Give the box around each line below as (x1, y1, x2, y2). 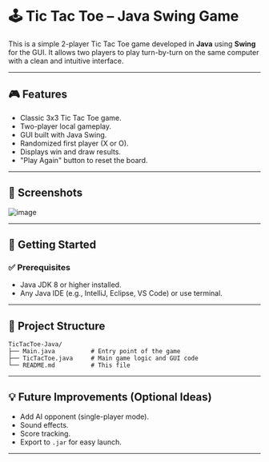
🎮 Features (8, 88, 68, 102)
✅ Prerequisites (8, 261, 70, 273)
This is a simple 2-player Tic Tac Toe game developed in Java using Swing (8, 38, 256, 49)
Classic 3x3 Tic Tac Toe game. (19, 113, 122, 122)
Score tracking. (19, 428, 70, 438)
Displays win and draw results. (19, 146, 122, 157)
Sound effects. (19, 420, 69, 429)
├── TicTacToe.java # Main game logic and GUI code (8, 354, 199, 363)
